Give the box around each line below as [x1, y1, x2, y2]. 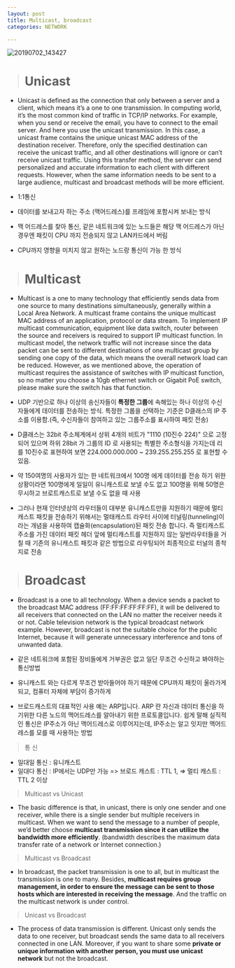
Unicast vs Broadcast [24, 911, 87, 920]
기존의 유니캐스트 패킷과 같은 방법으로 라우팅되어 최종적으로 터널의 [32, 539, 214, 547]
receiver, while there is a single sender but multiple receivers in [17, 810, 200, 820]
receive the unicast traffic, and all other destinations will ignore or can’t [17, 148, 222, 157]
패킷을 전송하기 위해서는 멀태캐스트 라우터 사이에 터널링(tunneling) [36, 513, 219, 521]
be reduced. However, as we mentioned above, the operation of [17, 361, 201, 370]
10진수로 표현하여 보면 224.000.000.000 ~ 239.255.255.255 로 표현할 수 [24, 448, 228, 456]
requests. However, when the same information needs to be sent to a [17, 171, 217, 179]
